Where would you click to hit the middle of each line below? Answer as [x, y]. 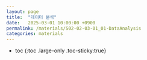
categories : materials [35, 34]
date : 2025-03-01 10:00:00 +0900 [51, 23]
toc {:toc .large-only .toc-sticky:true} [61, 50]
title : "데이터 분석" [32, 17]
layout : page [23, 12]
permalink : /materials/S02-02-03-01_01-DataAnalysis [74, 28]
